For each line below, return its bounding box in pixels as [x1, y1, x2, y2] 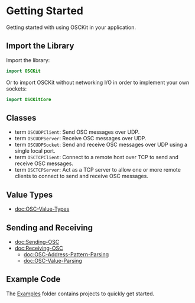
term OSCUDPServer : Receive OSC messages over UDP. [14, 135, 147, 142]
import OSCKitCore [6, 96, 51, 102]
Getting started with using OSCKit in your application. [6, 24, 136, 31]
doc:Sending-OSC [14, 238, 60, 245]
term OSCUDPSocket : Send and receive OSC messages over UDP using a [14, 141, 188, 149]
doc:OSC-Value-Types [14, 205, 70, 212]
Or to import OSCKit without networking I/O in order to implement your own [6, 79, 190, 86]
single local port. [14, 147, 56, 154]
